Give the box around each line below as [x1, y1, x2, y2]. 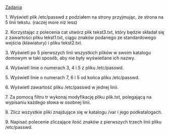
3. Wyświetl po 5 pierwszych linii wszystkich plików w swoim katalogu [5, 50, 151, 55]
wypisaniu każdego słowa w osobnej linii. [5, 99, 91, 105]
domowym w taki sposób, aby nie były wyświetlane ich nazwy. [5, 55, 135, 61]
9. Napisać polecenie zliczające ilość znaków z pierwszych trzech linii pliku [5, 119, 162, 125]
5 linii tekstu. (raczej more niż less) [5, 20, 78, 25]
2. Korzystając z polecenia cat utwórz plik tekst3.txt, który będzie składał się [5, 29, 164, 35]
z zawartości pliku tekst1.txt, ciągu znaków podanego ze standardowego [5, 35, 156, 40]
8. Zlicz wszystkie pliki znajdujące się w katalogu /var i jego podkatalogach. [5, 109, 162, 115]
